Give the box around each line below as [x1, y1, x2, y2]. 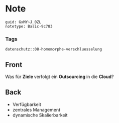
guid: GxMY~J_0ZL [5, 19, 42, 24]
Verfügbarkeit [12, 101, 42, 107]
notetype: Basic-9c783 [5, 23, 53, 29]
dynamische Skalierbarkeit [12, 112, 68, 118]
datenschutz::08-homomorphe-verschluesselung [5, 47, 102, 52]
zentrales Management [12, 106, 61, 112]
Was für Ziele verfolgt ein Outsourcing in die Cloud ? [5, 73, 114, 80]
